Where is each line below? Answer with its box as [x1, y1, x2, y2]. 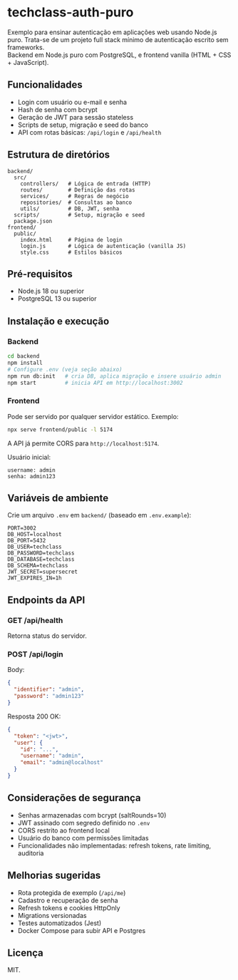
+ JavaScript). [7, 58, 49, 66]
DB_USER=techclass [7, 543, 62, 551]
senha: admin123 [7, 473, 56, 480]
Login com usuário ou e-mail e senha [17, 98, 127, 106]
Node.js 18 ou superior [17, 287, 84, 296]
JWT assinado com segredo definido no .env [17, 818, 150, 827]
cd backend [7, 353, 40, 360]
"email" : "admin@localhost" [20, 759, 103, 766]
